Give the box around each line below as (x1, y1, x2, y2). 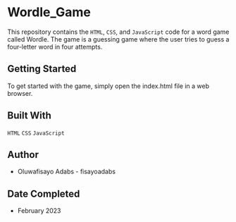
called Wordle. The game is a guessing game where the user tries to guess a (7, 35, 230, 43)
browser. (7, 89, 33, 97)
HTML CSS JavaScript (7, 130, 65, 137)
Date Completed (7, 187, 80, 199)
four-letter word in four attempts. (7, 42, 103, 51)
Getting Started (7, 63, 77, 75)
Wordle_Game (7, 4, 92, 20)
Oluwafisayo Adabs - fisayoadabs (17, 167, 116, 176)
